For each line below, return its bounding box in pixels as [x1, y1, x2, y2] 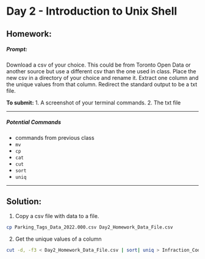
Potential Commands [6, 119, 62, 126]
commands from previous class [15, 134, 95, 141]
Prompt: [6, 46, 27, 53]
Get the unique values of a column [15, 235, 102, 243]
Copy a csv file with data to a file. [15, 213, 99, 220]
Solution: [6, 196, 41, 206]
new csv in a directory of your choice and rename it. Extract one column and [6, 74, 199, 81]
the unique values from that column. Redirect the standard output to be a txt [6, 81, 197, 88]
